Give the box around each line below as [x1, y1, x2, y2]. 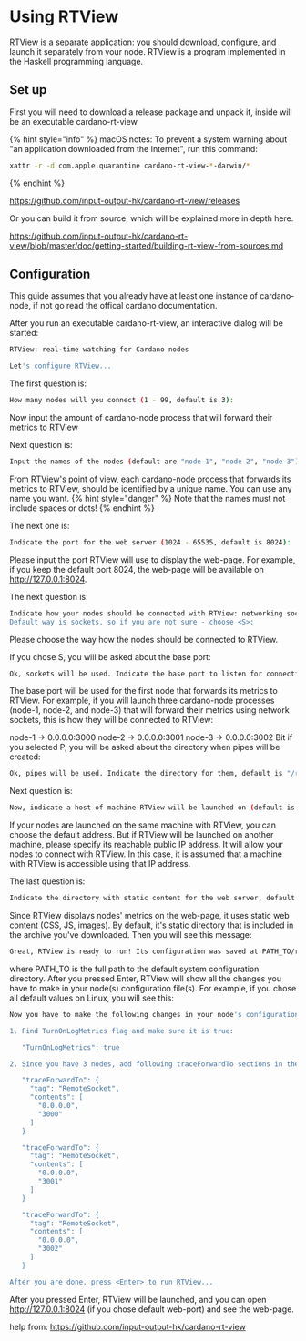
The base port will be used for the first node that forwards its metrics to [9, 686, 278, 696]
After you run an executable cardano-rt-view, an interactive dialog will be [9, 318, 284, 329]
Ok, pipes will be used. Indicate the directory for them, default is [9, 769, 283, 778]
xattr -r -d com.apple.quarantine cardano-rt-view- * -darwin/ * [9, 161, 250, 170]
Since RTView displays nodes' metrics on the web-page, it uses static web [9, 910, 290, 921]
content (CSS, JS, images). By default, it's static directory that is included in [9, 919, 294, 930]
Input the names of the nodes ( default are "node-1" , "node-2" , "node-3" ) [9, 457, 300, 466]
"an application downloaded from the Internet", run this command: [9, 143, 258, 154]
